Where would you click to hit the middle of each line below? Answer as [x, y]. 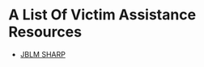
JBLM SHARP [43, 54]
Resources [45, 32]
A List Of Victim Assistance [102, 15]
